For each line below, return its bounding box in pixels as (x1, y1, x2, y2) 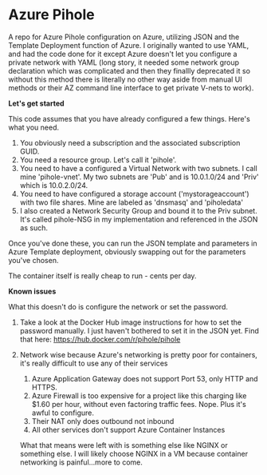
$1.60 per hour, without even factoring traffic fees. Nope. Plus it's (31, 399, 247, 409)
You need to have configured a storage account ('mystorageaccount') (19, 189, 249, 198)
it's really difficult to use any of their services (19, 358, 168, 368)
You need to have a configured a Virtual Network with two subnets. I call (19, 163, 257, 173)
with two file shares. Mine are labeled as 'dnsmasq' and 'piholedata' (19, 198, 244, 207)
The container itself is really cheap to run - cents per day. (8, 270, 197, 281)
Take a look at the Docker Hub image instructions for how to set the (19, 317, 241, 327)
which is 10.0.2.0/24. (19, 180, 88, 190)
